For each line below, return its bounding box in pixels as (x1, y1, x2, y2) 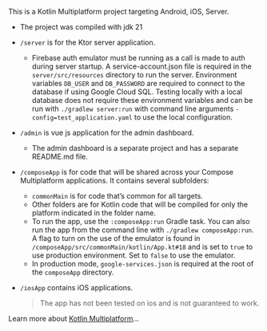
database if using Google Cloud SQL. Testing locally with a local (31, 87, 242, 97)
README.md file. (31, 152, 88, 161)
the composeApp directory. (31, 267, 114, 277)
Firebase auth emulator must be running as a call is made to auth (31, 53, 245, 62)
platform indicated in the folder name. (31, 208, 156, 218)
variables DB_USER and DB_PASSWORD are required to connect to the (31, 79, 245, 88)
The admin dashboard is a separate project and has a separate (31, 144, 239, 152)
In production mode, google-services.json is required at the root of (31, 259, 254, 268)
